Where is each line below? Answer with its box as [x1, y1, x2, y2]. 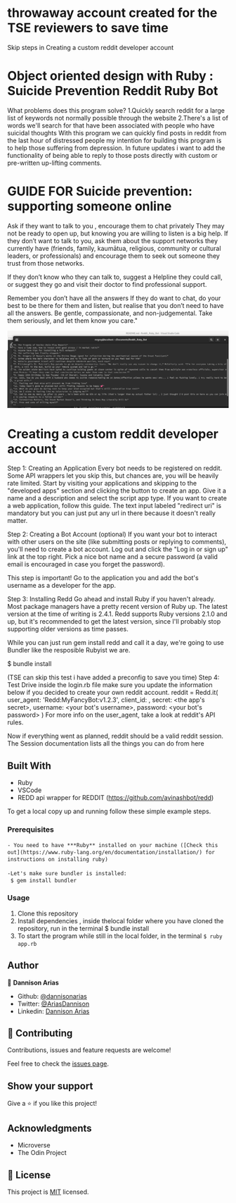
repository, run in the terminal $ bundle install [17, 924, 150, 932]
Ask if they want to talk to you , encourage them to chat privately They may [7, 221, 225, 230]
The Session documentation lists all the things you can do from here [7, 739, 205, 748]
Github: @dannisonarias [17, 992, 88, 1000]
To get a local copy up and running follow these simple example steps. [7, 807, 211, 815]
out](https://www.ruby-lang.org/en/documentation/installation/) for [7, 849, 216, 856]
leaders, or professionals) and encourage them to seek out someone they [7, 252, 220, 260]
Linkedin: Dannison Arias [17, 1006, 90, 1016]
